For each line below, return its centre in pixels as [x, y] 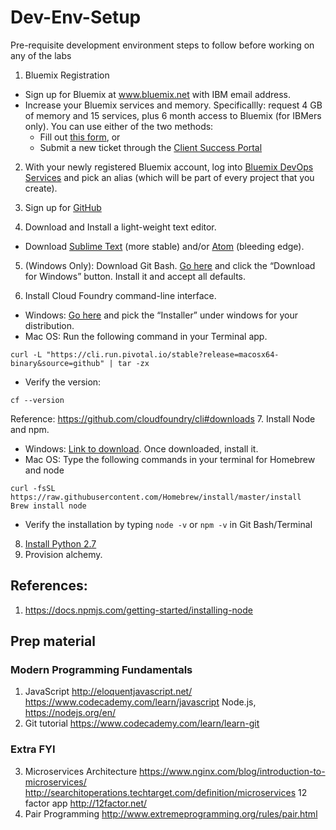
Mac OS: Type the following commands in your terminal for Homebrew [170, 459]
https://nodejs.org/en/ [70, 713]
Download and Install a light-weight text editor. [120, 227]
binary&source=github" [57, 363]
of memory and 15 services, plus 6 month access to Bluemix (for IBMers [173, 115]
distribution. [49, 325]
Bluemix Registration [67, 75]
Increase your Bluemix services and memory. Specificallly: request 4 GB [173, 105]
